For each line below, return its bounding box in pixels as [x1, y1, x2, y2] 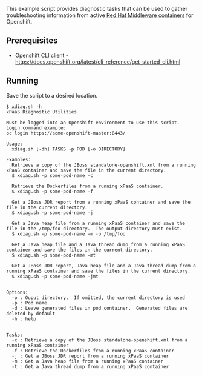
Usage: [6, 141, 23, 147]
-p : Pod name [11, 300, 47, 306]
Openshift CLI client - [15, 52, 68, 59]
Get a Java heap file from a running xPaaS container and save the [11, 220, 186, 226]
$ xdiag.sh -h [6, 103, 42, 110]
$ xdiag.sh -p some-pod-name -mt [11, 252, 96, 258]
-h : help [11, 315, 36, 322]
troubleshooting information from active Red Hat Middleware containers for [6, 12, 194, 19]
